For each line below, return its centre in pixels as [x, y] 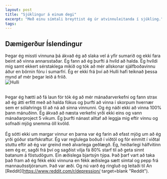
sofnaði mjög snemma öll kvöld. [38, 124]
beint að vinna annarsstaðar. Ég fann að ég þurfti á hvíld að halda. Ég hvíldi [82, 61]
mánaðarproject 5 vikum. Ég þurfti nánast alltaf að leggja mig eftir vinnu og [82, 118]
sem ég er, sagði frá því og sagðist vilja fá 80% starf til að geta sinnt [75, 150]
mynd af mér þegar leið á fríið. [36, 77]
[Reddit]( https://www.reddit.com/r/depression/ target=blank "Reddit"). [77, 171]
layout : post [19, 10]
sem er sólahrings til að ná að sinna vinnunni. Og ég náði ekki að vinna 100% [83, 108]
